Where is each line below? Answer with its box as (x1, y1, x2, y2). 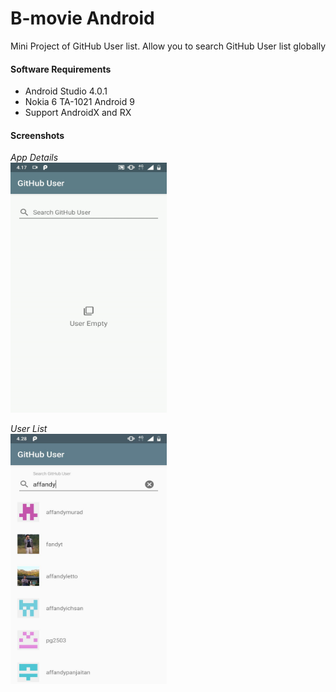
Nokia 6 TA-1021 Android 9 (24, 96, 135, 108)
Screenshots (10, 129, 65, 141)
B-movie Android (10, 7, 155, 30)
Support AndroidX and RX (24, 107, 132, 119)
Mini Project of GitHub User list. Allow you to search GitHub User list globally (10, 40, 326, 52)
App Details (10, 152, 59, 164)
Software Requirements (10, 63, 112, 75)
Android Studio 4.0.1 (24, 85, 108, 97)
